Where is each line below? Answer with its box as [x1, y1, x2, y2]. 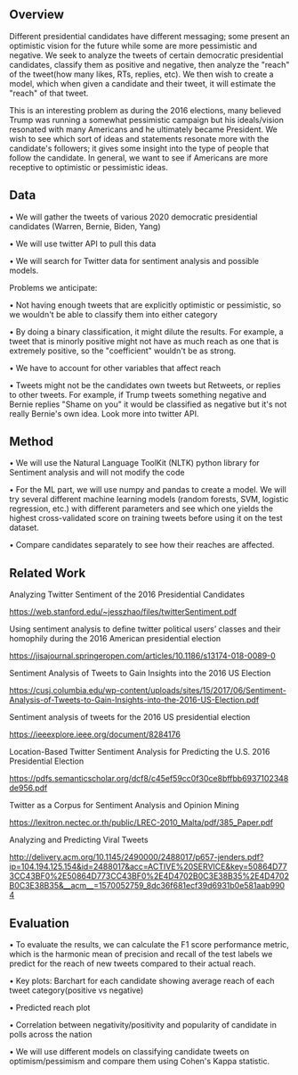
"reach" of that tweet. [9, 87, 89, 98]
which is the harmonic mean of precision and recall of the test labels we [9, 949, 273, 960]
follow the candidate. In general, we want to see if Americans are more [9, 152, 269, 163]
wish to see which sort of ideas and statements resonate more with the [9, 133, 270, 144]
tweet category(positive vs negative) [9, 985, 144, 996]
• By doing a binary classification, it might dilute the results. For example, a [9, 326, 284, 337]
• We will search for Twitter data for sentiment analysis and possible [9, 255, 260, 266]
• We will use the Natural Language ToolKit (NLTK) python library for [9, 458, 260, 468]
